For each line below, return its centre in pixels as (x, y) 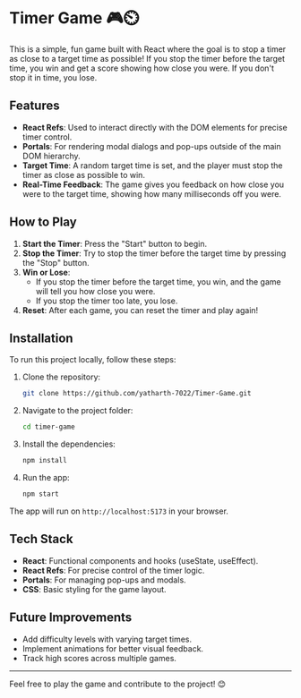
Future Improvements (71, 618)
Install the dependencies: (69, 444)
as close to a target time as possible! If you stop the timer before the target (147, 58)
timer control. (47, 137)
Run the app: (46, 477)
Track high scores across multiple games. (99, 658)
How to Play (43, 222)
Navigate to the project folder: (77, 411)
